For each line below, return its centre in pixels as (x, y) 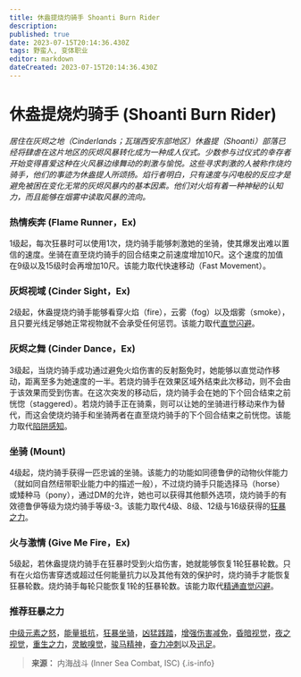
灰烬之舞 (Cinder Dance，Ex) (72, 349)
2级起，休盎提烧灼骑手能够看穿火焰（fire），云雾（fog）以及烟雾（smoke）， (150, 312)
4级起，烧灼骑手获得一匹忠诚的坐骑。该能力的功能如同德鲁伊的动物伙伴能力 (149, 472)
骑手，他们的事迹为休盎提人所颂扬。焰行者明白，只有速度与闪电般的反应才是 (150, 174)
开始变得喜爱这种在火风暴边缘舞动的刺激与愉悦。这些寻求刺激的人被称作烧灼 (150, 163)
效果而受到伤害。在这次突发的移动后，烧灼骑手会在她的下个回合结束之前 (158, 392)
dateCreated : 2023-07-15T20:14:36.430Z (84, 68)
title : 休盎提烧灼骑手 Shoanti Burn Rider (85, 17)
